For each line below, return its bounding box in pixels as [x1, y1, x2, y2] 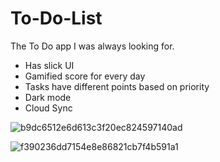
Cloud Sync [24, 102, 73, 114]
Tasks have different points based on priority [24, 80, 210, 92]
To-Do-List [10, 7, 103, 30]
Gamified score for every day [24, 70, 146, 82]
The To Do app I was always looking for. [10, 40, 175, 52]
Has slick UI [24, 59, 75, 71]
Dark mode [24, 91, 72, 103]
